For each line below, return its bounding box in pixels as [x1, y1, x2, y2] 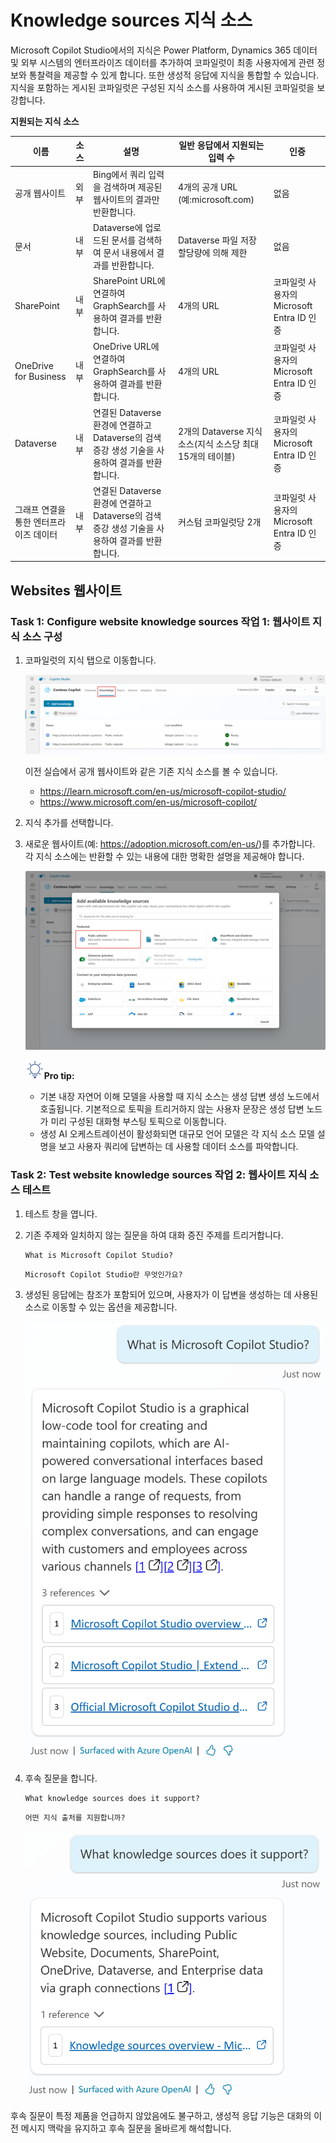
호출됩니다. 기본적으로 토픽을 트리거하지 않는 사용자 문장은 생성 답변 [39, 1103, 305, 1115]
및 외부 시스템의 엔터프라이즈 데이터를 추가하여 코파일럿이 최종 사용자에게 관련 [10, 56, 315, 68]
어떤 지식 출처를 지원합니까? [24, 1813, 126, 1823]
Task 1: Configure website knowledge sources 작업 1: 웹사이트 [10, 614, 311, 628]
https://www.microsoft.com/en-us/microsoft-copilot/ [39, 796, 258, 808]
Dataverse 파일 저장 [177, 234, 257, 246]
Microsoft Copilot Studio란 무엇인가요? [24, 1269, 183, 1280]
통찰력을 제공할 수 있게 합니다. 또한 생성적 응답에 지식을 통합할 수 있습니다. [28, 69, 320, 81]
